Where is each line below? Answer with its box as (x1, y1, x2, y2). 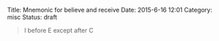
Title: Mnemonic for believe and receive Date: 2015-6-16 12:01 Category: (7, 6, 213, 14)
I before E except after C (23, 27, 94, 34)
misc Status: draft (7, 13, 57, 21)
